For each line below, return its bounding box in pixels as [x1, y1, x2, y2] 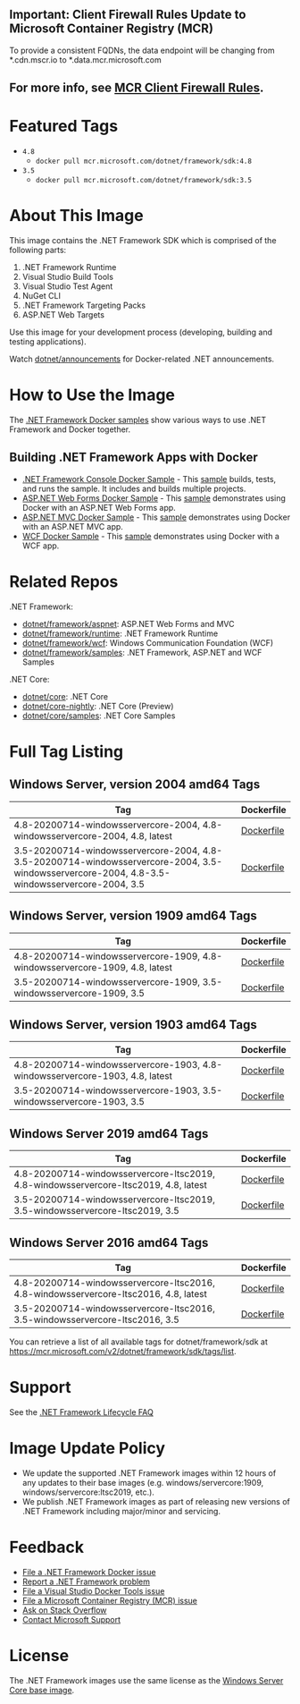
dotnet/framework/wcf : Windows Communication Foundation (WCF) [21, 637, 274, 648]
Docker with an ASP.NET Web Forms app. [21, 502, 176, 513]
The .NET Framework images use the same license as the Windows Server [9, 1674, 284, 1685]
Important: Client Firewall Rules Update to [9, 7, 246, 22]
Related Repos [9, 572, 119, 592]
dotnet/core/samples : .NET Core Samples [21, 710, 176, 721]
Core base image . [9, 1684, 75, 1695]
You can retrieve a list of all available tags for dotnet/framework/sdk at [9, 1336, 268, 1347]
